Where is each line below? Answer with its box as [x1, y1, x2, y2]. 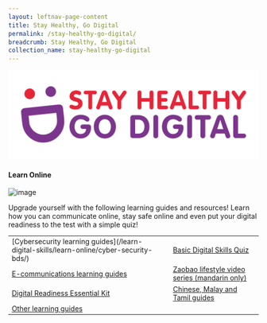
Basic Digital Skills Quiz [172, 245, 250, 255]
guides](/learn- [91, 237, 143, 247]
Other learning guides [11, 303, 83, 313]
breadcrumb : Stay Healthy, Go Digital [8, 38, 137, 46]
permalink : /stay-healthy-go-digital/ [8, 29, 137, 37]
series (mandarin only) [172, 273, 247, 282]
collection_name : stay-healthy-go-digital [8, 46, 151, 55]
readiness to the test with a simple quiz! [8, 220, 139, 230]
